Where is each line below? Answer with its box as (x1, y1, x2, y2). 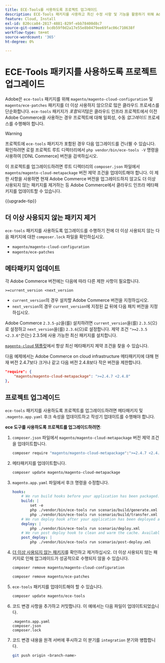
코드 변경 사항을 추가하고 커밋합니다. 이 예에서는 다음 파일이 (12, 603, 127, 609)
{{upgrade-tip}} (5, 198, 37, 204)
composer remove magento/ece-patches (12, 574, 90, 579)
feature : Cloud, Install (5, 16, 56, 21)
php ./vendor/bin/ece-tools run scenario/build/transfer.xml (30, 512, 158, 517)
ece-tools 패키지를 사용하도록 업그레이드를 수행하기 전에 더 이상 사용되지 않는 (5, 227, 155, 233)
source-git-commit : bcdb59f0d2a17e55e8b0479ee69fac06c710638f (5, 26, 135, 31)
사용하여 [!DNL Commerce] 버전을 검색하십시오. (5, 153, 98, 159)
